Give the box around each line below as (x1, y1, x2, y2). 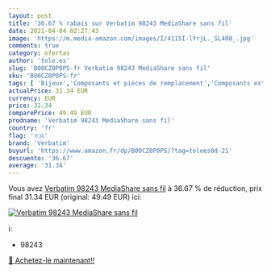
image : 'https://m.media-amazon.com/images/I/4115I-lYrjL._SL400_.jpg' (8, 34, 254, 43)
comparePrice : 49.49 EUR (8, 110, 92, 118)
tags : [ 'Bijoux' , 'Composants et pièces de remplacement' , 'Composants (8, 79, 251, 87)
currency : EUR (8, 94, 56, 102)
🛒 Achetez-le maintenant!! (8, 255, 95, 266)
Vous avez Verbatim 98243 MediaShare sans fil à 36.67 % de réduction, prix (8, 184, 263, 193)
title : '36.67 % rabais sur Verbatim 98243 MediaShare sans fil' (8, 19, 232, 27)
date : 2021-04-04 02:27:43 (8, 27, 99, 35)
